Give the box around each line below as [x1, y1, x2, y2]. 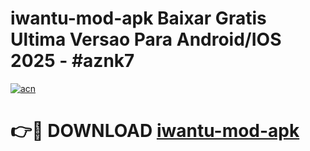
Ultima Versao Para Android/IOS [10, 28, 282, 51]
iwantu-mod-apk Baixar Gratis [10, 7, 267, 30]
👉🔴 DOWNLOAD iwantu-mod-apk [10, 120, 300, 142]
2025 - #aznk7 [10, 50, 135, 72]
